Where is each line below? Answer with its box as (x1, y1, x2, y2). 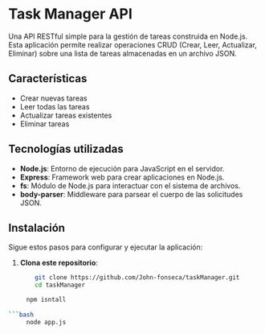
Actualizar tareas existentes (19, 110, 112, 120)
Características (8, 72, 88, 85)
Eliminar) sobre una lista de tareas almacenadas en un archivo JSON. (8, 48, 237, 58)
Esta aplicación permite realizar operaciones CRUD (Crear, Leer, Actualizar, (8, 39, 257, 49)
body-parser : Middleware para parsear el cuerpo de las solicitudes (19, 189, 243, 199)
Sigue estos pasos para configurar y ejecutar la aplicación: (8, 242, 203, 252)
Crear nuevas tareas (19, 93, 88, 103)
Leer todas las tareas (19, 101, 90, 111)
